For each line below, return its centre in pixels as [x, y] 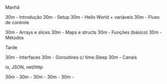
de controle [17, 23]
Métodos [15, 38]
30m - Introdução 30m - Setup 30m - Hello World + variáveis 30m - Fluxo [82, 17]
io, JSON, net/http [24, 67]
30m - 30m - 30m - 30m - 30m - [40, 77]
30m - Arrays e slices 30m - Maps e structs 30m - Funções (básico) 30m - [84, 32]
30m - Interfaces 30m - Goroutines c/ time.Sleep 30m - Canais [71, 57]
